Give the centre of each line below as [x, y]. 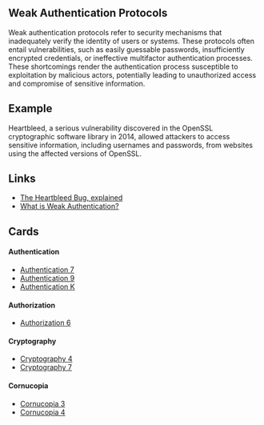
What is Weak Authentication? [69, 206]
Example [30, 108]
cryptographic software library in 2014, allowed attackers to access [119, 136]
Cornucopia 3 [42, 403]
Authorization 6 [45, 323]
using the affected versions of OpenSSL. [75, 153]
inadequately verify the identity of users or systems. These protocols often [131, 41]
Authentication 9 [47, 279]
